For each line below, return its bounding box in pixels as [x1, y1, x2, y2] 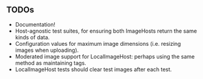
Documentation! [15, 21, 56, 28]
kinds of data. [15, 33, 50, 41]
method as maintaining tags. [15, 59, 86, 66]
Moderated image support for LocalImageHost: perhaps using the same [15, 52, 195, 60]
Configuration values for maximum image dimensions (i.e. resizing [15, 40, 181, 47]
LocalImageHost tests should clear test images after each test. [15, 66, 172, 73]
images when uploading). [15, 46, 79, 54]
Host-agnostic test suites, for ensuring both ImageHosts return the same [15, 27, 198, 34]
